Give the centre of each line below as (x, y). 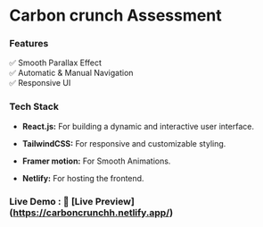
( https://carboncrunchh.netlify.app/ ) (91, 213)
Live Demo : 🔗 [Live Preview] (72, 201)
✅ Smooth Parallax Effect (56, 63)
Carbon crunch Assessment (115, 16)
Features (29, 44)
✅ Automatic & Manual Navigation (71, 73)
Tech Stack (34, 106)
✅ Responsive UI (40, 83)
